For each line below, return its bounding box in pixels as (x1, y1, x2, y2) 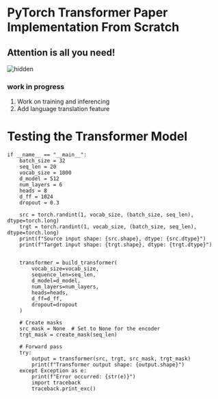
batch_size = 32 (19, 158, 66, 165)
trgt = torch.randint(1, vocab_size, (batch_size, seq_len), (19, 223, 197, 230)
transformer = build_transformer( (19, 259, 118, 267)
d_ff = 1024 (19, 193, 53, 200)
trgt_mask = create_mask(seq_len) (19, 331, 118, 339)
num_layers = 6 (19, 182, 63, 189)
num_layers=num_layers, (31, 283, 99, 291)
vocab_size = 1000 (19, 169, 72, 176)
